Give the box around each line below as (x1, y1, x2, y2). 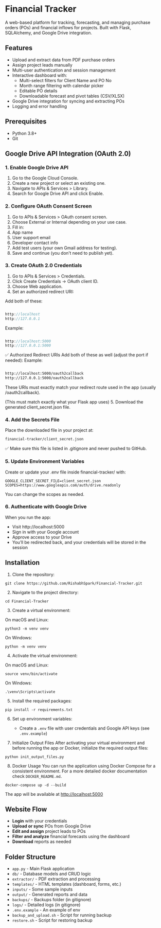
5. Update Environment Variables (5, 458, 85, 465)
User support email (12, 234, 51, 240)
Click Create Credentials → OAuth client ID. (12, 278, 99, 284)
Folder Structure (5, 853, 56, 861)
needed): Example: (5, 357, 43, 363)
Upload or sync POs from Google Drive (12, 823, 91, 829)
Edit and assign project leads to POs (12, 828, 86, 834)
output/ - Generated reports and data (12, 892, 88, 897)
